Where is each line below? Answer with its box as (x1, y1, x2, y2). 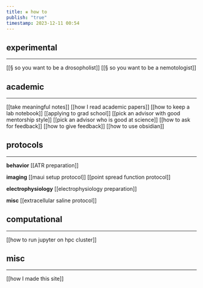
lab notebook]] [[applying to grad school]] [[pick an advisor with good (6, 110, 181, 117)
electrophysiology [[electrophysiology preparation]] (6, 185, 137, 192)
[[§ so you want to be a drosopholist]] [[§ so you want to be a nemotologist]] (6, 64, 196, 71)
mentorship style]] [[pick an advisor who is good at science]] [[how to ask (6, 116, 190, 123)
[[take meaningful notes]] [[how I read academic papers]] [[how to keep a (6, 103, 190, 110)
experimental (6, 42, 57, 53)
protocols (6, 140, 43, 150)
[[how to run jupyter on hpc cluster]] (6, 236, 97, 243)
